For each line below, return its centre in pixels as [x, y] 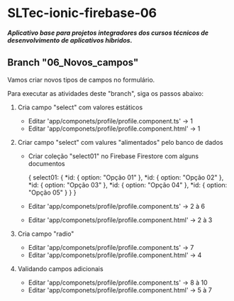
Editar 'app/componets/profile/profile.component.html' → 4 [115, 255]
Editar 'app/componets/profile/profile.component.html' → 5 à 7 [120, 290]
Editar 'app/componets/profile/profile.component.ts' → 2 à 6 [117, 206]
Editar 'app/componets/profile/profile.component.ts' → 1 [111, 121]
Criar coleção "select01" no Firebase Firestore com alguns [113, 156]
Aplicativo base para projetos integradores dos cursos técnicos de [108, 33]
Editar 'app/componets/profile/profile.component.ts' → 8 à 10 [118, 283]
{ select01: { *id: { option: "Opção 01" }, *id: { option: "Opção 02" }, [126, 177]
